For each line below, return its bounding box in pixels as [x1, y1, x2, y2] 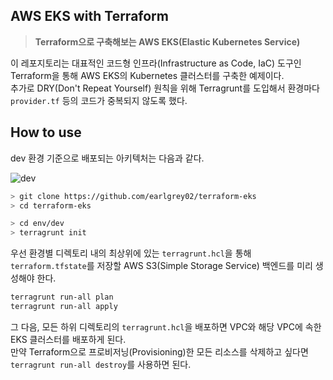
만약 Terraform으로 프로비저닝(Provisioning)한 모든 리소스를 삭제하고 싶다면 [10, 345, 309, 358]
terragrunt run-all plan [10, 292, 114, 303]
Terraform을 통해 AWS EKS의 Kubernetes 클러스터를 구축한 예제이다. [10, 69, 285, 81]
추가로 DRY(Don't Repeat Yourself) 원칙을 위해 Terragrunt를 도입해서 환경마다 [10, 82, 320, 94]
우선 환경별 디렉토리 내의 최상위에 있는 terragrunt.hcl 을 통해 [10, 247, 252, 259]
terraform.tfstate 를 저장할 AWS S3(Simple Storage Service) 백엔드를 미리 [10, 260, 313, 272]
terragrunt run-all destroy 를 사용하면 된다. [10, 358, 192, 370]
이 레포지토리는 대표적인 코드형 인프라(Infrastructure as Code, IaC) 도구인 [10, 57, 302, 69]
